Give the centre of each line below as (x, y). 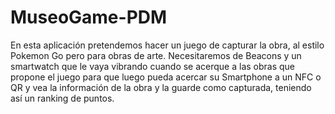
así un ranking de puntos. (62, 98)
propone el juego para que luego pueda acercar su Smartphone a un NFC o (166, 77)
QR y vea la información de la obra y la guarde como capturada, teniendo (161, 87)
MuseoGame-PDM (89, 17)
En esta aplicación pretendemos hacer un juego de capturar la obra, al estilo (167, 45)
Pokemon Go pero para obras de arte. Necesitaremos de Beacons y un (156, 55)
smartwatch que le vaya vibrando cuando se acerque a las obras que (153, 66)
